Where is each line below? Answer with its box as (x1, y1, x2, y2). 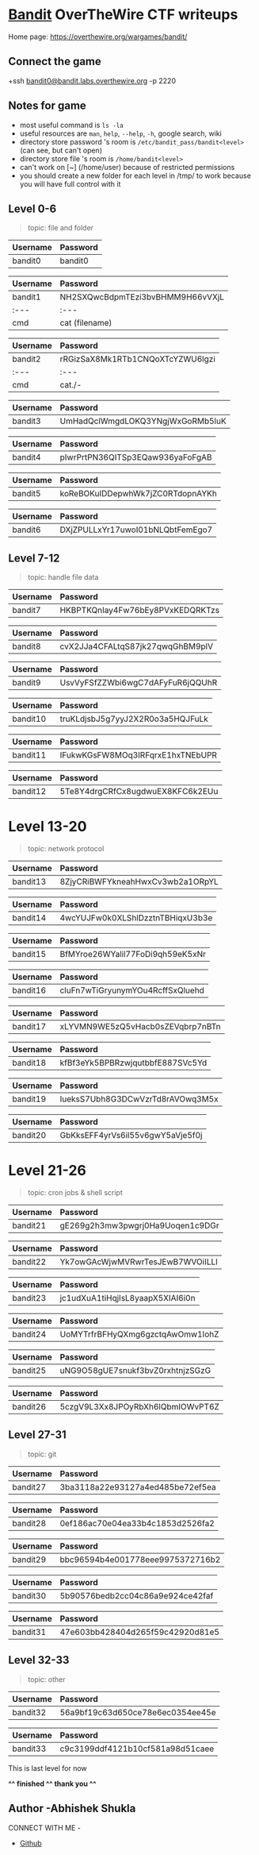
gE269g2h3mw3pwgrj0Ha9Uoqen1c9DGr (59, 1221, 219, 1232)
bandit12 (12, 786, 47, 797)
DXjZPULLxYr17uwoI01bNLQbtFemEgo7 (59, 524, 213, 535)
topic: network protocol (27, 844, 105, 854)
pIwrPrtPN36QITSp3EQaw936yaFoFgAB (59, 452, 212, 463)
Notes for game (8, 99, 87, 113)
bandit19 (12, 1093, 47, 1105)
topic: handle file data (27, 573, 99, 582)
